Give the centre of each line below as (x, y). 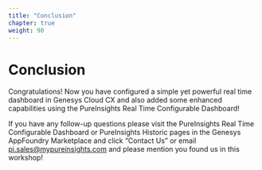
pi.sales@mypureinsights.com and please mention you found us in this (124, 149)
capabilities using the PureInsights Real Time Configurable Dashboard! (124, 109)
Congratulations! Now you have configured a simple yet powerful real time (130, 91)
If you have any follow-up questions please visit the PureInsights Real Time (131, 124)
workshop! (26, 158)
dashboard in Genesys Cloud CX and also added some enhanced (115, 100)
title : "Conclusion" (43, 15)
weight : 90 (26, 30)
